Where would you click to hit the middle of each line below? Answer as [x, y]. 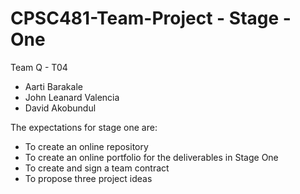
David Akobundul [60, 108]
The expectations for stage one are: [84, 127]
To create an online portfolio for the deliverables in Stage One [151, 157]
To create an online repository [86, 146]
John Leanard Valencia [72, 97]
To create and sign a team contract [97, 168]
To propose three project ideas [88, 178]
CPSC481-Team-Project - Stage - [151, 18]
